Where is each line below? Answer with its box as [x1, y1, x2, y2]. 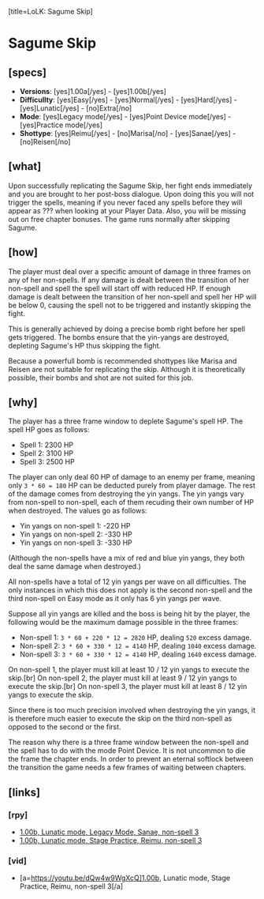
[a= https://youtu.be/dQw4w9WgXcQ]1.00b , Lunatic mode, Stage [19, 873, 231, 883]
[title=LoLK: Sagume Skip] [8, 7, 93, 16]
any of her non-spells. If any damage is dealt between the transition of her [8, 275, 250, 284]
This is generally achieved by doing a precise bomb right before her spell [8, 324, 246, 333]
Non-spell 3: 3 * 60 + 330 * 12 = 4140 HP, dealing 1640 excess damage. [19, 649, 257, 659]
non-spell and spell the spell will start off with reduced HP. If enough [8, 284, 231, 293]
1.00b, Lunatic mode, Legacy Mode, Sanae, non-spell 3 [19, 827, 199, 837]
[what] [8, 160, 42, 173]
